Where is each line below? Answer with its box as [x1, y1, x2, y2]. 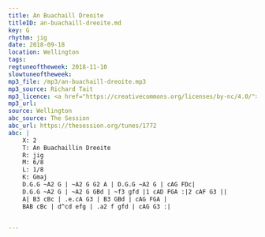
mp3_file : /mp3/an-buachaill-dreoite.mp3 [8, 77, 147, 85]
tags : [8, 56, 26, 64]
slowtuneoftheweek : [8, 70, 73, 78]
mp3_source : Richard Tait [8, 85, 93, 93]
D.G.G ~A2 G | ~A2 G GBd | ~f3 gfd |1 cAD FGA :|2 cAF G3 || [22, 187, 227, 196]
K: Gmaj [22, 173, 47, 182]
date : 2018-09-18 [8, 41, 65, 49]
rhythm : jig [8, 33, 47, 42]
